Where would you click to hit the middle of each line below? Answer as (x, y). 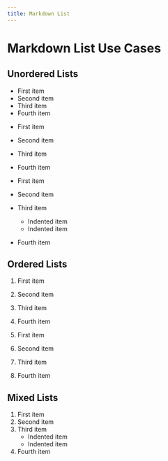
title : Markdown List (39, 14)
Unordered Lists (43, 74)
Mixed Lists (33, 398)
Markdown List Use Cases (84, 48)
